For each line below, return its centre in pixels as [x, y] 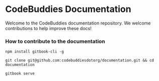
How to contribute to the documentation [55, 41]
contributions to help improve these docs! [48, 28]
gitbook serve [20, 73]
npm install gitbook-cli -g [35, 52]
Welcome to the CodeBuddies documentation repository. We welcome [78, 23]
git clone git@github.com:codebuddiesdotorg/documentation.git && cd [80, 60]
